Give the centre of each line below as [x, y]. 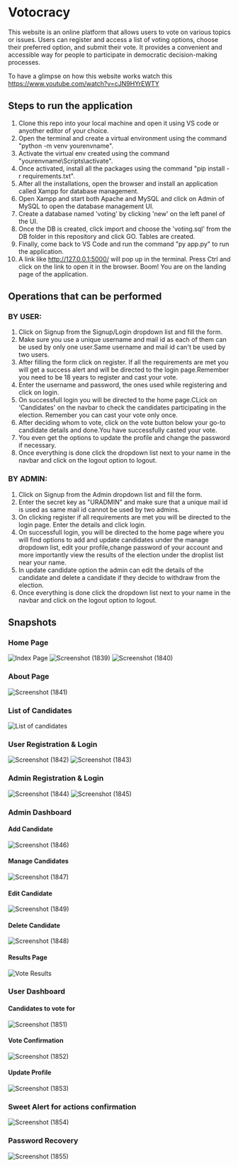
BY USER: [25, 317]
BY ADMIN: [28, 479]
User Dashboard [37, 991]
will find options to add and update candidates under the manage [113, 539]
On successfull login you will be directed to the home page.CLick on [118, 400]
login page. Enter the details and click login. [82, 525]
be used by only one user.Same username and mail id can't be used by [122, 347]
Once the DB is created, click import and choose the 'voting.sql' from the [125, 229]
